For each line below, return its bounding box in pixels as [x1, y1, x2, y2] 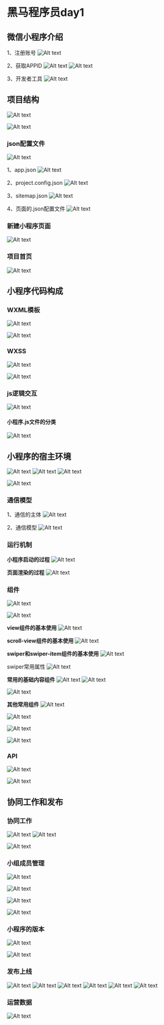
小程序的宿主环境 [7, 451, 71, 461]
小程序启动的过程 [7, 556, 50, 563]
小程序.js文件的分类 [7, 418, 57, 425]
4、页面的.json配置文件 [7, 205, 66, 212]
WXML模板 [7, 306, 40, 314]
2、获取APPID [7, 62, 42, 69]
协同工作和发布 [7, 797, 63, 807]
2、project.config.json [7, 179, 63, 187]
